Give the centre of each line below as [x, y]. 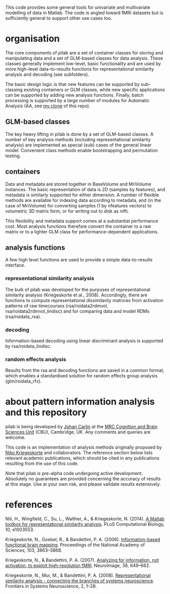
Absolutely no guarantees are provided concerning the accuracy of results [83, 479]
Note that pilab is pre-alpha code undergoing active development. [74, 473]
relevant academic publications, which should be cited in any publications [82, 458]
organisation [32, 39]
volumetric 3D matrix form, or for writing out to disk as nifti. [67, 211]
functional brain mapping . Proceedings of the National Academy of [75, 545]
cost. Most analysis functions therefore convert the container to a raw [78, 226]
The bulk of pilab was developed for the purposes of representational [78, 289]
